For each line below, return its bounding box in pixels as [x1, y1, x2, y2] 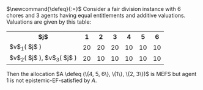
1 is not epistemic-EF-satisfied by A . [6, 77, 97, 84]
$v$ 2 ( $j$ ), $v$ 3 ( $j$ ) [9, 54, 77, 63]
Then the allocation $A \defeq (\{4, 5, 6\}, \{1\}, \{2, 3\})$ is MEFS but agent [6, 71, 197, 78]
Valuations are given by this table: [6, 18, 92, 26]
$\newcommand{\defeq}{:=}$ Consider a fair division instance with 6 [6, 5, 182, 12]
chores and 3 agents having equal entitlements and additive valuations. [6, 12, 186, 19]
